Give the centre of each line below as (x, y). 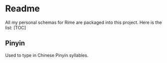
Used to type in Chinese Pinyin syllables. (47, 55)
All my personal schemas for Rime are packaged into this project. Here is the (83, 22)
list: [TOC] (16, 27)
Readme (23, 9)
